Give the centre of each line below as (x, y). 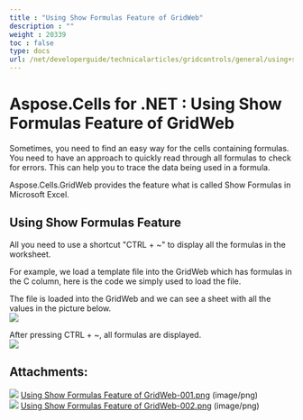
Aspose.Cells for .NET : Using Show (146, 104)
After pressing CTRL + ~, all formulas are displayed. (106, 334)
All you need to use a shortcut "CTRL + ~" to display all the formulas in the (147, 244)
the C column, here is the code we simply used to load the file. (125, 281)
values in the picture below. (60, 308)
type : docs (30, 51)
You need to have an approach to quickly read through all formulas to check (150, 158)
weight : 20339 (38, 34)
